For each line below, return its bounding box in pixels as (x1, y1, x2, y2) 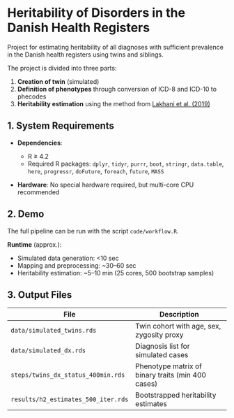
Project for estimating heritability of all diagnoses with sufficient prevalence (7, 43, 224, 51)
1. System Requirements (7, 120, 115, 132)
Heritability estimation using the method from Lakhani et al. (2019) (17, 99, 210, 108)
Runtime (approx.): (7, 240, 62, 249)
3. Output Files (7, 289, 72, 301)
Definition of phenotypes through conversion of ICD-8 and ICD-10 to (17, 85, 217, 93)
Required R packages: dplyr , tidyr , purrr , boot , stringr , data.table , (27, 159, 224, 168)
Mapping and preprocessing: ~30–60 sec (17, 261, 136, 270)
